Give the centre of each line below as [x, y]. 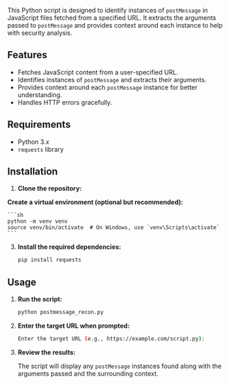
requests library [40, 149]
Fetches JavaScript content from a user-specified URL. [98, 72]
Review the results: [46, 352]
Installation [33, 172]
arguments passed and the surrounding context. [88, 373]
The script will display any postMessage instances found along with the [119, 366]
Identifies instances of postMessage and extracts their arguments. [112, 79]
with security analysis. [40, 33]
